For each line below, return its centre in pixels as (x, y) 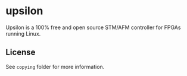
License (21, 53)
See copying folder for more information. (55, 66)
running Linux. (23, 33)
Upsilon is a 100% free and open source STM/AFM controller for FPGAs (93, 27)
